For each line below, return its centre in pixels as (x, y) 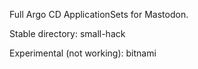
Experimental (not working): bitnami (83, 53)
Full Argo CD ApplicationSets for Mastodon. (99, 14)
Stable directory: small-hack (67, 33)
